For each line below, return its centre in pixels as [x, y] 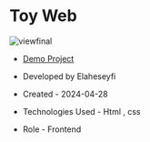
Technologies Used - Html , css [81, 111]
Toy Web [43, 16]
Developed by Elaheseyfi [69, 76]
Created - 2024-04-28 [65, 94]
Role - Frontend [52, 129]
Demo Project [48, 58]
